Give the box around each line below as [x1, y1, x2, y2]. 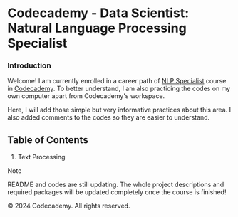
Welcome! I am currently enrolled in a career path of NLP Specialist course [7, 77, 227, 85]
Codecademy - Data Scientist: [7, 5, 190, 21]
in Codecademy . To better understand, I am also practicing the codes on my [7, 84, 231, 93]
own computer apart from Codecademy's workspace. [7, 92, 165, 100]
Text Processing [17, 153, 66, 162]
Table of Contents [7, 134, 89, 146]
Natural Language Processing [7, 20, 187, 36]
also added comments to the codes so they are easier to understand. [7, 113, 210, 122]
